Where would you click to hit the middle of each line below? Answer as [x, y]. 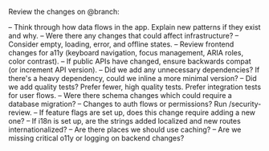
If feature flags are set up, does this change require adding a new [147, 112]
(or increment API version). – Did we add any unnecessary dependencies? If [134, 70]
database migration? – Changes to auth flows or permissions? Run [118, 104]
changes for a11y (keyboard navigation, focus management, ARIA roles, [126, 53]
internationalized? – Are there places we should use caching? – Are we [125, 129]
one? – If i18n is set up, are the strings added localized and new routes [124, 121]
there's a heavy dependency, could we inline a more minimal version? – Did [132, 78]
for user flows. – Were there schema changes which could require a [120, 95]
